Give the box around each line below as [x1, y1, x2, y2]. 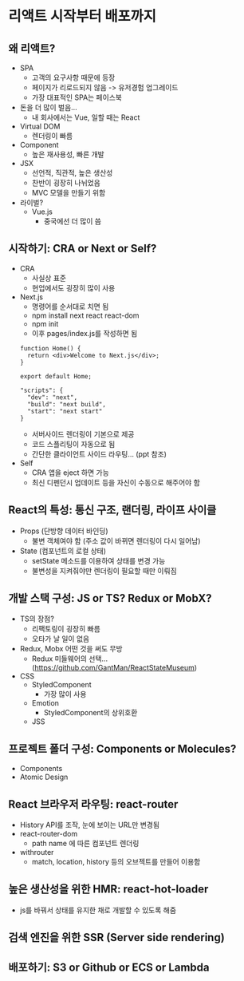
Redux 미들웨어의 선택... [31, 654, 108, 663]
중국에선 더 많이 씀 [43, 216, 102, 226]
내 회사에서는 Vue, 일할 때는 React [31, 113, 140, 122]
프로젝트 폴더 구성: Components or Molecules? [8, 742, 237, 755]
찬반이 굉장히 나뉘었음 [31, 178, 101, 188]
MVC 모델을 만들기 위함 [31, 188, 106, 197]
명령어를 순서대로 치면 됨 [31, 301, 109, 311]
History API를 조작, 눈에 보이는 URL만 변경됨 [19, 820, 160, 830]
